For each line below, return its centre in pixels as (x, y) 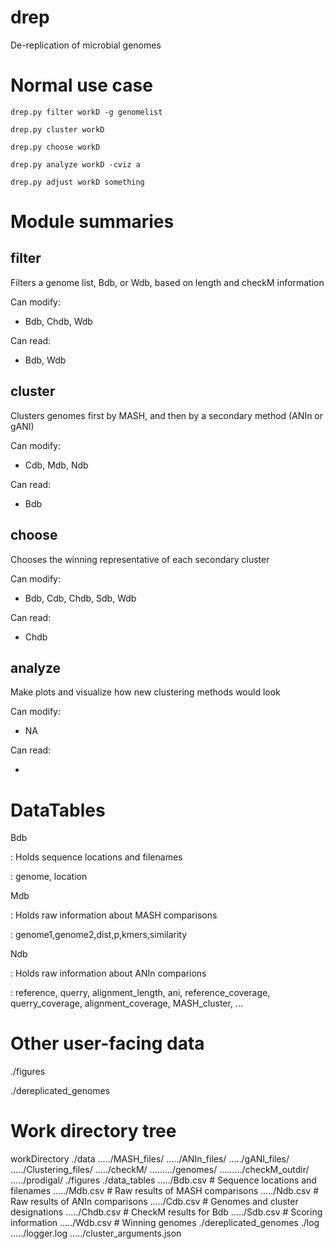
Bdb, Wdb (45, 360)
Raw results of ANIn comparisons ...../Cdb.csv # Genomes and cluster (154, 1202)
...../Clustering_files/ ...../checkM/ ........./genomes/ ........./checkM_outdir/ (160, 1170)
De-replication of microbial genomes (86, 45)
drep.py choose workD (55, 147)
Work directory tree (93, 1131)
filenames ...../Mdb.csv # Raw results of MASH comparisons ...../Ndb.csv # (165, 1191)
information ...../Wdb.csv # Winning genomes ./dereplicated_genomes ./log (165, 1223)
